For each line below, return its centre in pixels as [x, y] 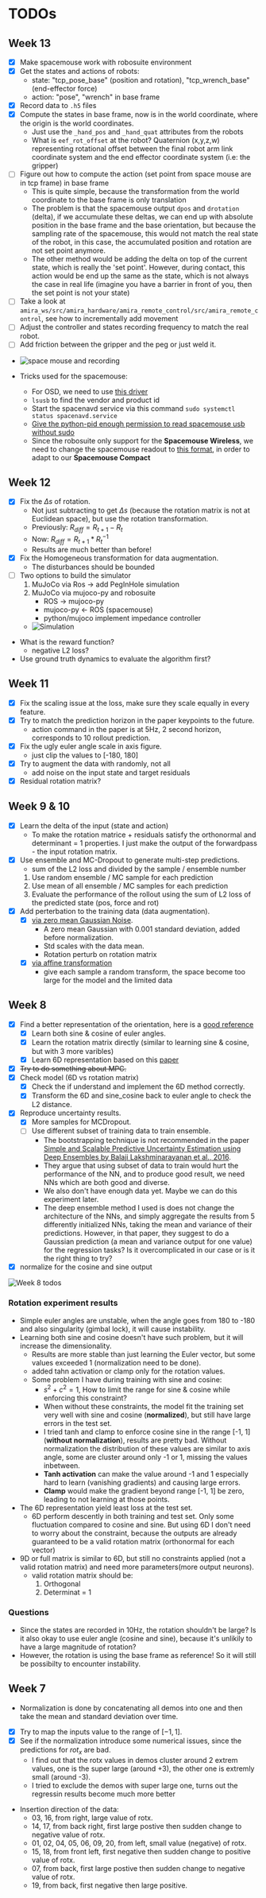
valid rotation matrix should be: [82, 1575]
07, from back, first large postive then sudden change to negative [138, 1868]
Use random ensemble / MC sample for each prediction [122, 877]
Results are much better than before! [92, 549]
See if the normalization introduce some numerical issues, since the [131, 1741]
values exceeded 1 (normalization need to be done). [116, 1362]
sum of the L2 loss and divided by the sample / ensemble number [139, 869]
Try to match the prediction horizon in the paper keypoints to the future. [137, 720]
